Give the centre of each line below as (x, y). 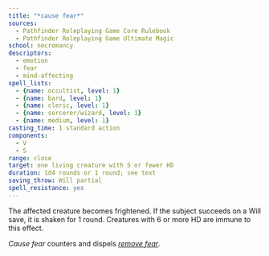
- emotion (32, 61)
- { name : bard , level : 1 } (59, 98)
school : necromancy (41, 46)
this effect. (26, 228)
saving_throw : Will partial (55, 181)
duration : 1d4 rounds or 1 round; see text (82, 173)
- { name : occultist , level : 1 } (68, 91)
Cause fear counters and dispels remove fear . (84, 243)
